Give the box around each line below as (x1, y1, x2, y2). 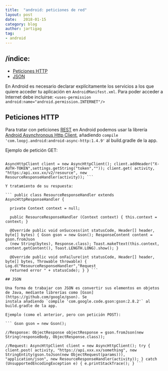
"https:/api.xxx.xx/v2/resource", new (5, 170, 87, 175)
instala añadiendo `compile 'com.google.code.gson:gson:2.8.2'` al (5, 299, 151, 304)
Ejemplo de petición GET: (5, 147, 58, 153)
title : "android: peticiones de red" (5, 7, 87, 13)
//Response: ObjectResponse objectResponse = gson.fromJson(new (5, 330, 144, 335)
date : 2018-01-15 (5, 17, 47, 22)
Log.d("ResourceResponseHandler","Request (5, 263, 96, 269)
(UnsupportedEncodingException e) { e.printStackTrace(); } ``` (5, 361, 144, 366)
